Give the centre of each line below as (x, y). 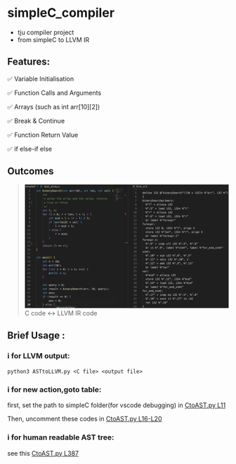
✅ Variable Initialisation (41, 79)
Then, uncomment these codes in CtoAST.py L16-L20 (85, 419)
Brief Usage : (36, 335)
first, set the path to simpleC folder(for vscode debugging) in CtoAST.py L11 (117, 405)
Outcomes (31, 171)
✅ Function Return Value (43, 135)
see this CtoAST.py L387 (43, 453)
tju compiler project (46, 32)
